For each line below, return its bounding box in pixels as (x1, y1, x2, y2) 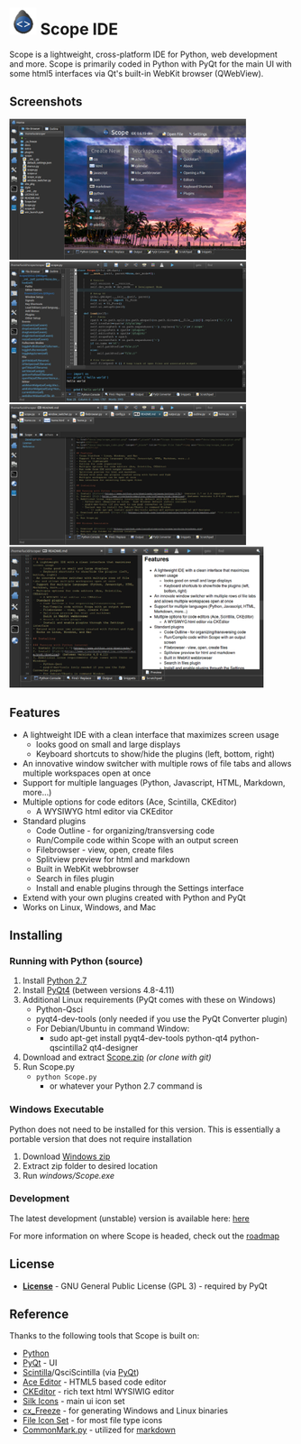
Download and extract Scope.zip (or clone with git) (22, 1052, 212, 1062)
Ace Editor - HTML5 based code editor (22, 1376, 167, 1387)
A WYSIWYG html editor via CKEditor (35, 805, 174, 816)
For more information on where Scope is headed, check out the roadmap (9, 1230, 280, 1241)
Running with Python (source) (9, 954, 143, 967)
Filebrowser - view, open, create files (35, 844, 174, 855)
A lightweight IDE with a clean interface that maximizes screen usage (22, 729, 279, 740)
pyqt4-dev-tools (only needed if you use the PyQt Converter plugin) (35, 1014, 288, 1025)
